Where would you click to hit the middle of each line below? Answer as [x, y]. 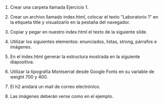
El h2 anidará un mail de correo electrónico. [55, 86]
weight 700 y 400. [29, 77]
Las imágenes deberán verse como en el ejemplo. [62, 96]
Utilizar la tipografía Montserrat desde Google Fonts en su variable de [82, 71]
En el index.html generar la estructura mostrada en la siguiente [75, 56]
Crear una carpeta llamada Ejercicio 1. [49, 7]
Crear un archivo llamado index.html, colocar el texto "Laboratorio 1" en [84, 17]
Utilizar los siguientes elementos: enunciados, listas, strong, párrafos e [83, 41]
